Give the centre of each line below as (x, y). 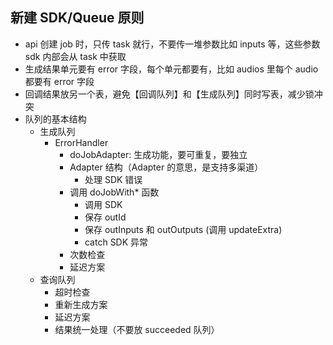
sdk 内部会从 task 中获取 (75, 56)
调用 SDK (103, 204)
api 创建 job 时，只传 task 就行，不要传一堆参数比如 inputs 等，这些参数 (172, 44)
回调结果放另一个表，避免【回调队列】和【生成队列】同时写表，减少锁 (169, 94)
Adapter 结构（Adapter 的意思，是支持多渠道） (166, 167)
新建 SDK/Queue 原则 (77, 18)
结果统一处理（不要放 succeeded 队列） (137, 329)
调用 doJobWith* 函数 (114, 192)
